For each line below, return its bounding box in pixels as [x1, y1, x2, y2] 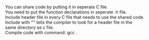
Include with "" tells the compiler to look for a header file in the [5, 19, 132, 25]
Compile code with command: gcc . [5, 30, 77, 35]
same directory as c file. [5, 25, 54, 30]
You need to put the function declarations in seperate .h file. [5, 9, 127, 15]
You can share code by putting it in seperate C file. [5, 4, 109, 10]
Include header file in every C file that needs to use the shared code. [5, 14, 145, 20]
